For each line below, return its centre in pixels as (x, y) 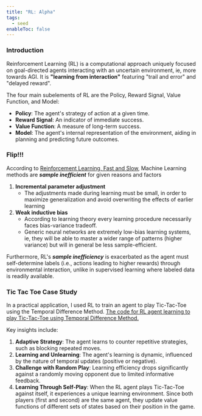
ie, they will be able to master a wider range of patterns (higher (103, 238)
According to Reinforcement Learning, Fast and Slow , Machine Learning (96, 168)
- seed (20, 23)
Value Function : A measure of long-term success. (78, 126)
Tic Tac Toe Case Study (42, 292)
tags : (13, 18)
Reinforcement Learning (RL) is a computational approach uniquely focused (101, 63)
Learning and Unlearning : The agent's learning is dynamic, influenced (104, 355)
